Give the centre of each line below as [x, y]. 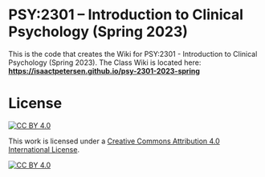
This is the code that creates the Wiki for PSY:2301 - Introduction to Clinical [133, 54]
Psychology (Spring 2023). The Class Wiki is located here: [105, 62]
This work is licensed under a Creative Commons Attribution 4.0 [114, 141]
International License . [44, 149]
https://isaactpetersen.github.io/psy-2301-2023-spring [104, 70]
